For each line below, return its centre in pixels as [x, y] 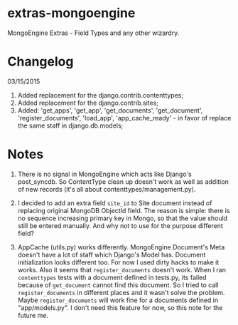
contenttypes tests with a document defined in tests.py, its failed [112, 277]
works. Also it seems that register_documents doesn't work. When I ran [121, 269]
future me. [33, 315]
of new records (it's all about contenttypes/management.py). [107, 189]
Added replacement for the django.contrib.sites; [88, 103]
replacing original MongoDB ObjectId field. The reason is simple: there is [124, 210]
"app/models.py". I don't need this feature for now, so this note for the [120, 307]
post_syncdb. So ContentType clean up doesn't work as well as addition [123, 181]
